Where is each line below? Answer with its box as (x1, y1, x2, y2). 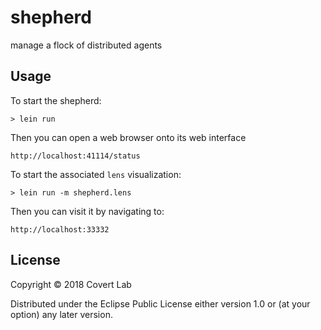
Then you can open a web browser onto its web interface (10, 131, 247, 143)
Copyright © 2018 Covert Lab (10, 278, 132, 290)
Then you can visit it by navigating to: (10, 205, 165, 217)
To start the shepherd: (10, 94, 102, 106)
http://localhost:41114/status (10, 151, 141, 161)
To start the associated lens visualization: (10, 168, 182, 180)
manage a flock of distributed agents (10, 39, 163, 51)
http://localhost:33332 (10, 224, 110, 235)
